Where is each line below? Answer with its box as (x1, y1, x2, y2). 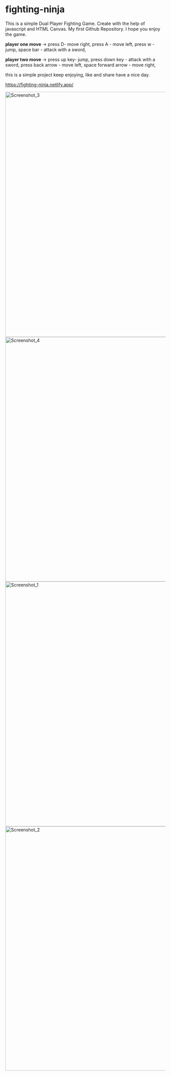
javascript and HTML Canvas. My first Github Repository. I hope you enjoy (5, 25, 160, 32)
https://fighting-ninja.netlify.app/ (5, 82, 74, 88)
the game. (5, 31, 26, 37)
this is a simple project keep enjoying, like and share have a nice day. (5, 71, 150, 77)
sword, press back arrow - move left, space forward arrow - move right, (5, 62, 156, 68)
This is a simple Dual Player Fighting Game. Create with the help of (5, 20, 145, 26)
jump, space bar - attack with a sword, (5, 46, 87, 52)
